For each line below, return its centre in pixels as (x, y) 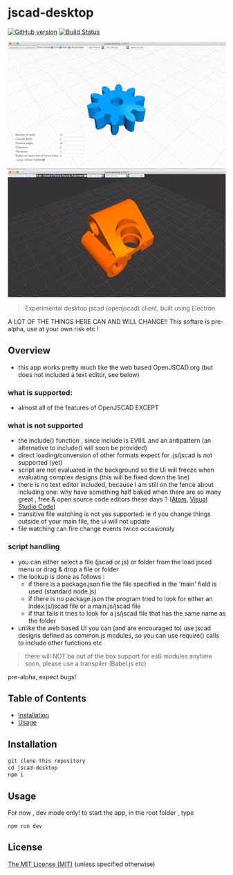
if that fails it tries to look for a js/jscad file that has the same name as (127, 613)
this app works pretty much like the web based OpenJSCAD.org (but (115, 367)
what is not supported (46, 425)
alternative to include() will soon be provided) (83, 448)
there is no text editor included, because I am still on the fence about (115, 485)
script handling (34, 546)
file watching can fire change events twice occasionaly (96, 529)
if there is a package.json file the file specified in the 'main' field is (122, 584)
